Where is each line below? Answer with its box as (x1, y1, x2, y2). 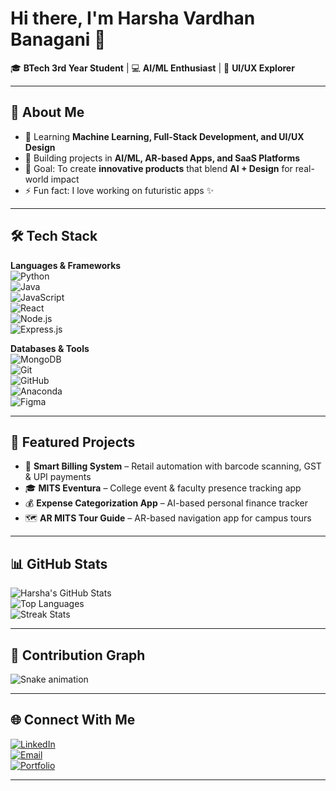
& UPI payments (24, 471, 92, 483)
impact (50, 173, 80, 185)
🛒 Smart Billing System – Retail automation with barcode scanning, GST (24, 460, 322, 472)
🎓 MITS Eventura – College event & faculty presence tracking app (24, 482, 302, 494)
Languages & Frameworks (10, 259, 122, 271)
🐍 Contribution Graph (10, 647, 146, 664)
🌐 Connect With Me (10, 712, 136, 729)
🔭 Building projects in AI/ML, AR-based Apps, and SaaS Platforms (24, 152, 301, 164)
